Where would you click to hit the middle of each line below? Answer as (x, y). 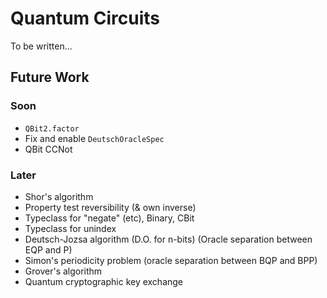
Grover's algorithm (63, 271)
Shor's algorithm (59, 196)
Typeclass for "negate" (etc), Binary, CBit (109, 218)
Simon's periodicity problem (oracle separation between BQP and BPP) (171, 260)
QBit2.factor (52, 128)
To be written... (41, 46)
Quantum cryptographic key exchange (104, 281)
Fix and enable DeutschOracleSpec (94, 138)
